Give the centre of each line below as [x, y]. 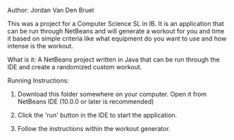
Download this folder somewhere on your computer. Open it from [112, 94]
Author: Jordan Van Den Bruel [51, 10]
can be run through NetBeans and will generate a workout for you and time [116, 31]
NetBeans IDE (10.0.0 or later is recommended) [86, 101]
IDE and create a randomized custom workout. [75, 67]
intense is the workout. [41, 46]
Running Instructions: [38, 80]
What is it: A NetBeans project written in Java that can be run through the [113, 59]
